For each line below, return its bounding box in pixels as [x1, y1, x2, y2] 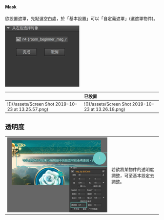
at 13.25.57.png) [14, 106, 49, 112]
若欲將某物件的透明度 [111, 166, 155, 172]
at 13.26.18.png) [90, 106, 125, 112]
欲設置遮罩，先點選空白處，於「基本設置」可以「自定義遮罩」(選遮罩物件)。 [5, 15, 158, 21]
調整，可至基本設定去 [111, 173, 155, 178]
